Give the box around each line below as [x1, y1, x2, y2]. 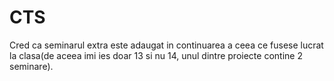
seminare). [9, 60, 54, 72]
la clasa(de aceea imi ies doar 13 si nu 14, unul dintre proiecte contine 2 [9, 49, 303, 61]
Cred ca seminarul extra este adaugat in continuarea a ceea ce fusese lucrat [9, 39, 324, 51]
